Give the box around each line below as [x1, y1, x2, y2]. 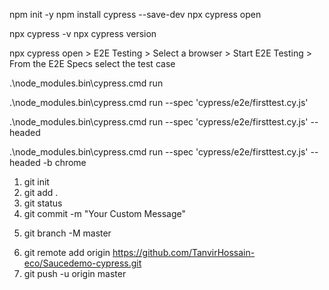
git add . [23, 187, 59, 198]
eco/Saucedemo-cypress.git [23, 257, 142, 269]
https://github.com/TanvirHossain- [112, 247, 256, 258]
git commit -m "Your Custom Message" [23, 208, 187, 219]
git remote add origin [23, 247, 111, 258]
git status [23, 197, 63, 209]
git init [23, 176, 50, 188]
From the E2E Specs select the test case [9, 58, 176, 69]
